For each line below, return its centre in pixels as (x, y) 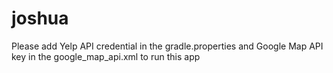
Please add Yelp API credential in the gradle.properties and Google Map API (167, 46)
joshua (40, 18)
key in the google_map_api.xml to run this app (106, 56)
